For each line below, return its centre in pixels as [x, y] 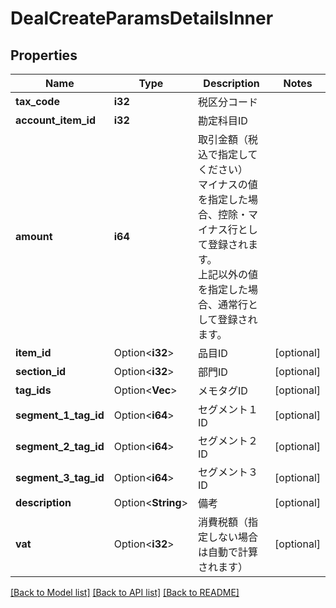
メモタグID [223, 390]
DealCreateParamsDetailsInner [142, 18]
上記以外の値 [228, 274]
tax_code [37, 101]
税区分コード [228, 102]
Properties [44, 55]
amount [34, 236]
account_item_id [56, 120]
